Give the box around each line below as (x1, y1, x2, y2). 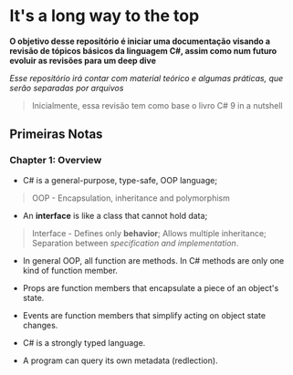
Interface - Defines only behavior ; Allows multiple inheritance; (31, 227, 267, 238)
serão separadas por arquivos (9, 82, 124, 93)
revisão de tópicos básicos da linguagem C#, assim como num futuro (9, 45, 277, 56)
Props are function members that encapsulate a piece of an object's (22, 282, 279, 293)
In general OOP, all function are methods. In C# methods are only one (22, 255, 285, 266)
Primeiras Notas (9, 127, 103, 142)
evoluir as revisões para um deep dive (9, 55, 157, 66)
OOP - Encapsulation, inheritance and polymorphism (31, 193, 231, 203)
